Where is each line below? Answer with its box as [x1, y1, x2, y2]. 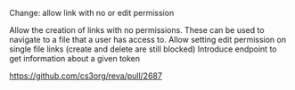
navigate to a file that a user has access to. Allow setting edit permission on [9, 35, 287, 45]
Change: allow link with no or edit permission [9, 8, 175, 18]
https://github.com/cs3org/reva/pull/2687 [9, 70, 163, 81]
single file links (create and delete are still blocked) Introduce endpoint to [9, 44, 277, 54]
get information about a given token [9, 53, 141, 63]
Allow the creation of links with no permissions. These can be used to [9, 25, 265, 35]
